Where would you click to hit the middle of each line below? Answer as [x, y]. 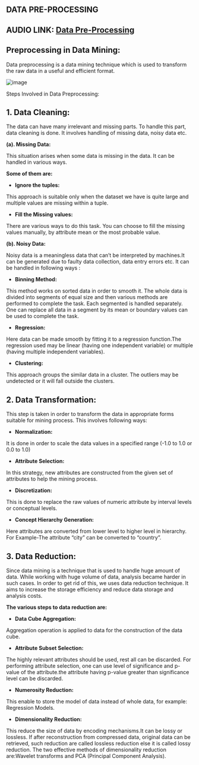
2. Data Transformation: [51, 400]
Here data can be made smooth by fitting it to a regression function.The [94, 339]
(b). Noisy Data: [26, 244]
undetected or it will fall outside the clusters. [60, 381]
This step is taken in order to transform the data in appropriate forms [90, 414]
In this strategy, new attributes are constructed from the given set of [90, 473]
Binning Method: [36, 280]
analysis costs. [24, 596]
